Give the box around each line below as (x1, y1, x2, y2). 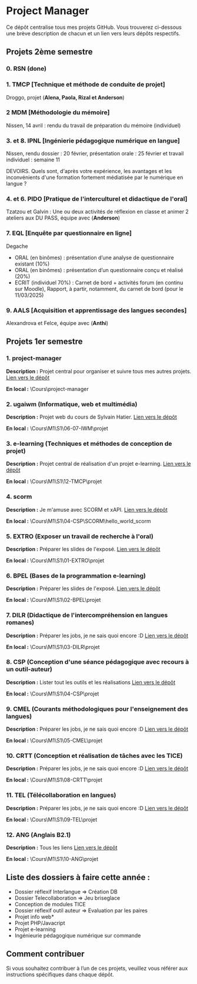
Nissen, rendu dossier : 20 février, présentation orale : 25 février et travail (6, 150, 184, 157)
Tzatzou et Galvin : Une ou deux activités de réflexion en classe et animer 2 (6, 208, 189, 216)
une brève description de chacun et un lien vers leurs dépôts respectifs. (6, 29, 181, 37)
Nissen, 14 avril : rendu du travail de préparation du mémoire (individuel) (6, 122, 181, 129)
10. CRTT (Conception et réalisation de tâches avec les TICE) (6, 752, 183, 760)
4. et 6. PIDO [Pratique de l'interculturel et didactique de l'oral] (6, 195, 188, 203)
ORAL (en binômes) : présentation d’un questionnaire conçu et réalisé (14, 266, 183, 273)
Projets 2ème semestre (6, 47, 93, 57)
